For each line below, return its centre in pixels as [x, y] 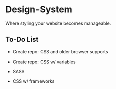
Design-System [39, 9]
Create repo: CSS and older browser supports [60, 51]
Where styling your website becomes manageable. [58, 23]
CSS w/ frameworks [33, 81]
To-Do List [22, 39]
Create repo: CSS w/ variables [44, 62]
